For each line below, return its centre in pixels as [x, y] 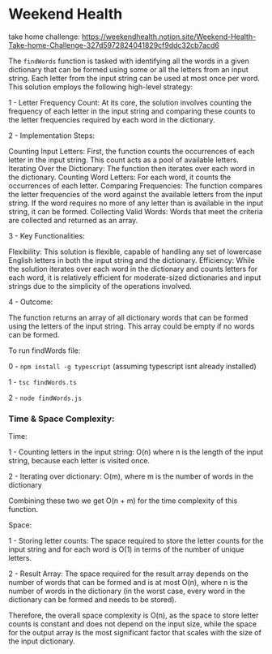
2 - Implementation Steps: [52, 136]
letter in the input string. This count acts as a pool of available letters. [123, 160]
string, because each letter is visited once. [79, 461]
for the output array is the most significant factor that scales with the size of [135, 633]
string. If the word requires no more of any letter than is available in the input [136, 203]
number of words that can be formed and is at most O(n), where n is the [128, 583]
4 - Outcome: [31, 302]
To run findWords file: [45, 351]
